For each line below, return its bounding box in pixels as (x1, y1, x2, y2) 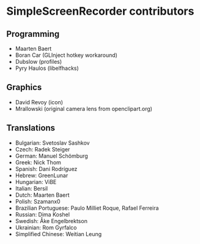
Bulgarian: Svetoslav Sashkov (15, 139, 90, 147)
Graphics (6, 82, 42, 93)
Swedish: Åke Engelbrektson (15, 217, 87, 224)
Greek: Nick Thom (15, 158, 61, 166)
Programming (6, 29, 60, 39)
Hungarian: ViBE (15, 178, 57, 185)
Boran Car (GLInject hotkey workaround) (15, 51, 118, 59)
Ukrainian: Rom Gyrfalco (15, 224, 77, 231)
